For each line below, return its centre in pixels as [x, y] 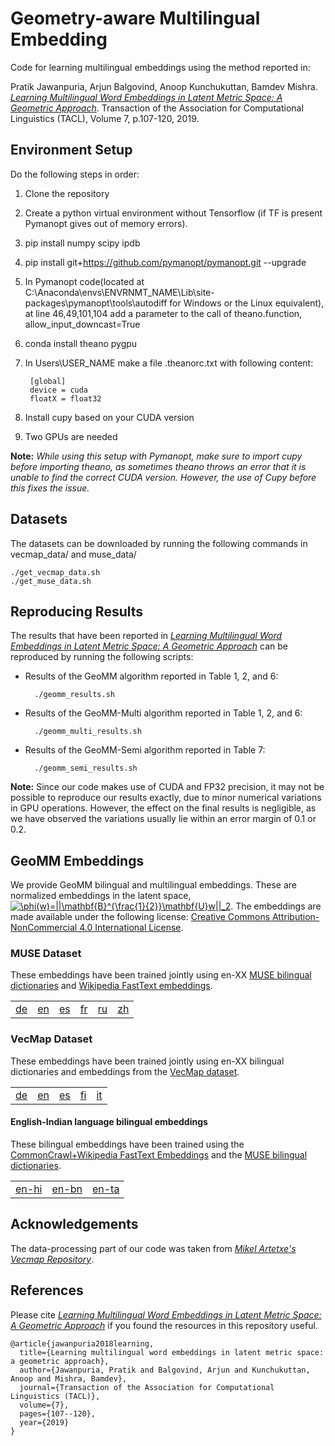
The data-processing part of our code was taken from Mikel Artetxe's [153, 1248]
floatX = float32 [65, 398]
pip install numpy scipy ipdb [82, 243]
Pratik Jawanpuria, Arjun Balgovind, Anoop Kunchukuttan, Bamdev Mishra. [164, 86]
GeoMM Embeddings [77, 860]
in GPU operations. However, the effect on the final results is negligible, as [163, 808]
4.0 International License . [131, 928]
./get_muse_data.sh [51, 581]
